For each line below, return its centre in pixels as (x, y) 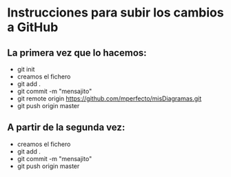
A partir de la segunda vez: (66, 128)
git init (26, 69)
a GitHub (33, 27)
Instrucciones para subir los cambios (115, 13)
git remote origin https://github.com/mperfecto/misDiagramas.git (109, 98)
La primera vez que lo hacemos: (77, 53)
